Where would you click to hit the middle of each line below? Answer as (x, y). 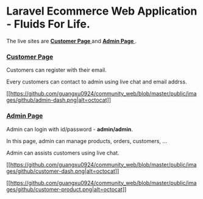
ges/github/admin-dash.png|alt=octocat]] (59, 100)
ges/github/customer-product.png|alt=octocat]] (66, 189)
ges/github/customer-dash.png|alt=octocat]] (63, 171)
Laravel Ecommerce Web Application (102, 11)
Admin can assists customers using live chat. (63, 153)
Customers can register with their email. (56, 70)
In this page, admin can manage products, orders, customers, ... (87, 141)
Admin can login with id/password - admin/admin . (69, 129)
